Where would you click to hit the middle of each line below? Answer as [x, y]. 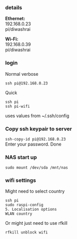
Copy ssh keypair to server [39, 129]
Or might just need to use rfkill [36, 223]
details [14, 8]
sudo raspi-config [24, 205]
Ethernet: [15, 19]
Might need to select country [35, 192]
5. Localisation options [31, 209]
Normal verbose [22, 74]
